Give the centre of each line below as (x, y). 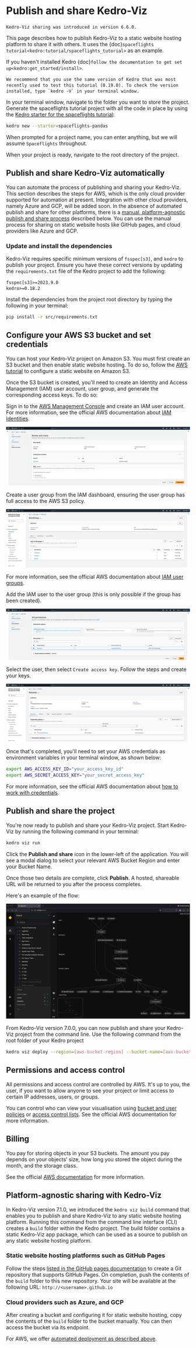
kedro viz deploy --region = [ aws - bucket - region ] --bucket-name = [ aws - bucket (99, 1052)
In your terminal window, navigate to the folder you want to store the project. (98, 102)
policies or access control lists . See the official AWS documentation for (91, 1114)
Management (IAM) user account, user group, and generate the (82, 388)
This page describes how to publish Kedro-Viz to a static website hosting (94, 38)
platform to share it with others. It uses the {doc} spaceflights (80, 44)
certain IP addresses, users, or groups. (53, 1097)
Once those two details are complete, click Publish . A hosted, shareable (93, 878)
